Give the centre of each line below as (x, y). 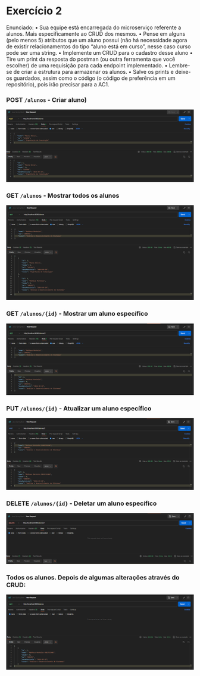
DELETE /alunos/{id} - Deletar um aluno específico (82, 503)
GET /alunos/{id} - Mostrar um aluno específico (77, 314)
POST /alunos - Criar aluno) (47, 99)
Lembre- (179, 65)
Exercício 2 (34, 11)
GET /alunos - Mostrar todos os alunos (63, 196)
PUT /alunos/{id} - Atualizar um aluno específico (79, 408)
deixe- (183, 71)
